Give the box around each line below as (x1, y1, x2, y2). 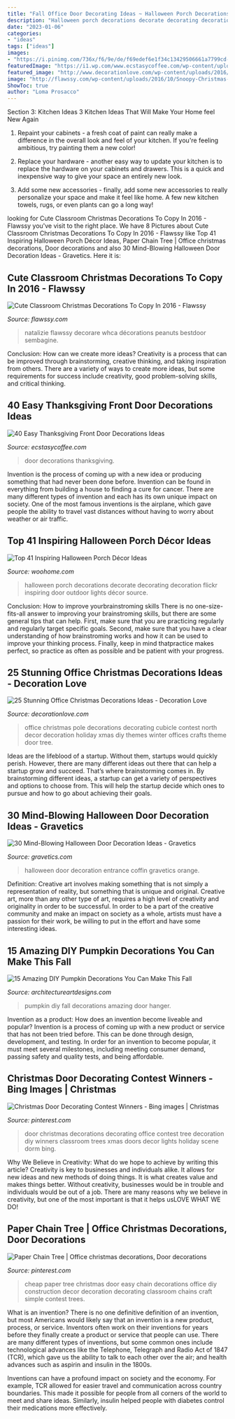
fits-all (7, 609, 26, 618)
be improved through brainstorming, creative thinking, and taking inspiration (7, 357, 227, 365)
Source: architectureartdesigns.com (7, 988, 112, 996)
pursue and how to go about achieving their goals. (7, 789, 152, 798)
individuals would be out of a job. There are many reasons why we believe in (7, 1188, 228, 1196)
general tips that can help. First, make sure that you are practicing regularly (7, 616, 225, 625)
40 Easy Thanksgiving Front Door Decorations (7, 400, 213, 412)
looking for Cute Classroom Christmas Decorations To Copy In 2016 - (7, 215, 207, 223)
